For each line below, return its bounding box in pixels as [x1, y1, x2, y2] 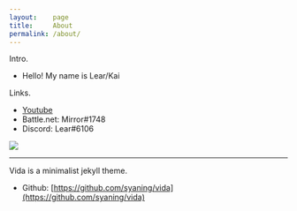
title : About [9, 21, 73, 30]
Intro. [9, 54, 29, 64]
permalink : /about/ [9, 29, 81, 38]
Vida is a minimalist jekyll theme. [9, 165, 128, 177]
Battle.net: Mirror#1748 [21, 114, 106, 124]
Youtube [21, 105, 53, 116]
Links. [9, 87, 31, 98]
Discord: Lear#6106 [21, 124, 95, 134]
